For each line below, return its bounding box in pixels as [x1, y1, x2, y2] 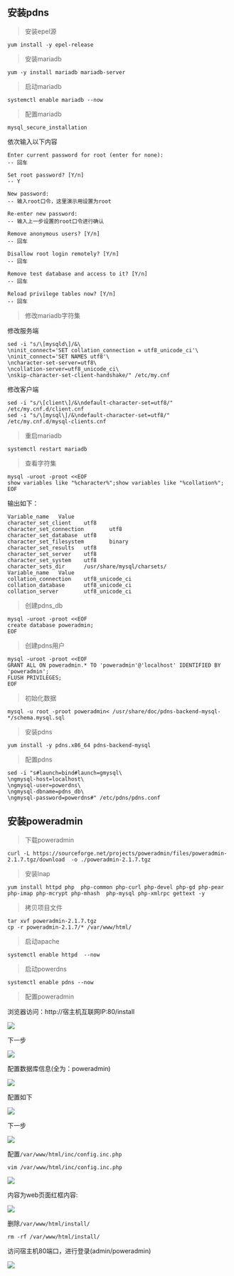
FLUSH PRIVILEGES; [7, 674, 62, 681]
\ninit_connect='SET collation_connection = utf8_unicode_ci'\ [7, 347, 199, 354]
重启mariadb [24, 431, 62, 440]
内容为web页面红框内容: [7, 1191, 78, 1199]
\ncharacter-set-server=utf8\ [7, 359, 97, 367]
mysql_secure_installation [7, 124, 87, 131]
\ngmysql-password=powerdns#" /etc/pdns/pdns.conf [7, 794, 161, 801]
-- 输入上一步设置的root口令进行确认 [7, 218, 105, 225]
